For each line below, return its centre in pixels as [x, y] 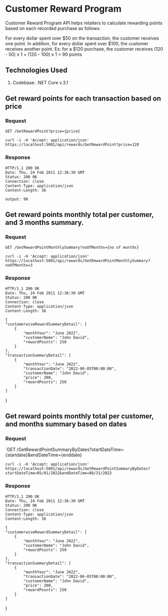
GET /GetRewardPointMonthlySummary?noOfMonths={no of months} [72, 248]
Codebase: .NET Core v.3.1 [40, 82]
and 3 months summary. [45, 223]
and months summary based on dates [66, 424]
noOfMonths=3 [19, 265]
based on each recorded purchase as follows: [53, 28]
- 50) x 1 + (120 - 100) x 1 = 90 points [44, 54]
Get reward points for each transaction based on [83, 99]
